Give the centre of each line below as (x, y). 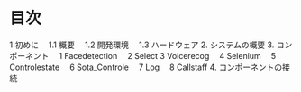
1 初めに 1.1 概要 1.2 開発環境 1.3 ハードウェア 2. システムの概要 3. (142, 45)
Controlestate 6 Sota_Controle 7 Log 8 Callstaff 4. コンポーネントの (146, 67)
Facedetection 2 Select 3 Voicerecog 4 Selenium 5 (170, 55)
